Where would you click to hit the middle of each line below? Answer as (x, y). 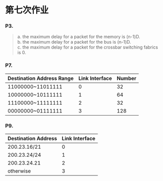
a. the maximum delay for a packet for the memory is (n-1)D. (79, 37)
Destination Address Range (41, 78)
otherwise (19, 171)
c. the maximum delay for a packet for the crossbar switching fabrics (88, 47)
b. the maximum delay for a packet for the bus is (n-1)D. (74, 42)
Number (127, 78)
